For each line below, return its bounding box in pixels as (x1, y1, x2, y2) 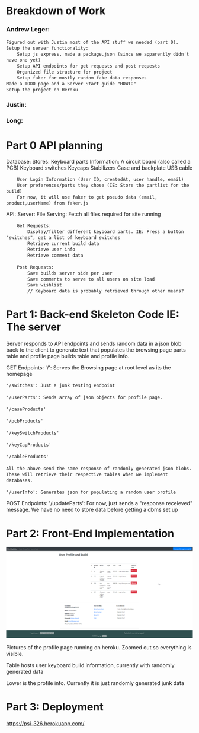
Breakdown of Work (6, 4, 106, 18)
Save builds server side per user (27, 270, 113, 276)
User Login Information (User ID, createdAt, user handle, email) (17, 177, 184, 183)
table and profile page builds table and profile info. (6, 353, 130, 360)
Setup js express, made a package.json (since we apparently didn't (17, 52, 190, 58)
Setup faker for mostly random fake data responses (17, 75, 147, 81)
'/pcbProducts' (6, 418, 44, 425)
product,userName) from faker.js (6, 200, 89, 206)
